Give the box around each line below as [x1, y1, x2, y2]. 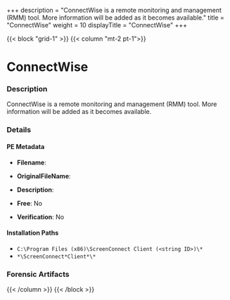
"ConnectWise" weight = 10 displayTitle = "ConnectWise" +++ [6, 21, 188, 29]
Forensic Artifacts [6, 269, 70, 279]
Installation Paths [6, 228, 59, 237]
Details [6, 125, 32, 135]
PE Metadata [6, 143, 45, 150]
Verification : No [16, 212, 65, 221]
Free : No [16, 199, 43, 207]
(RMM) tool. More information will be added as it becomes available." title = [6, 13, 224, 22]
